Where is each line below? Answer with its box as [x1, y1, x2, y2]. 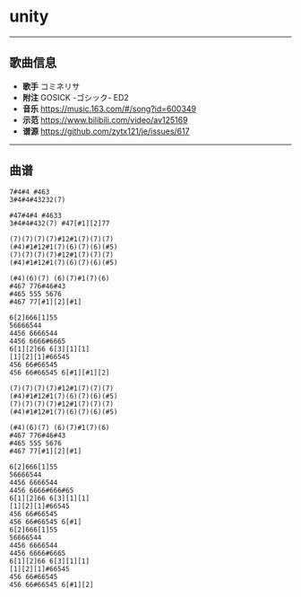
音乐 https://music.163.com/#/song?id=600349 [21, 103, 197, 114]
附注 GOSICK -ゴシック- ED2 [21, 92, 130, 102]
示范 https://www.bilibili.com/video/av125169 [21, 114, 188, 125]
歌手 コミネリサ [21, 81, 81, 92]
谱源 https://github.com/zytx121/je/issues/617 [21, 126, 190, 136]
